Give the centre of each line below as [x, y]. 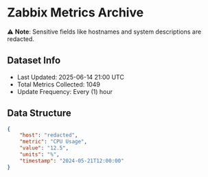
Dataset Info [34, 61]
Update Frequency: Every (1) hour [65, 91]
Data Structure [39, 114]
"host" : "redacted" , [49, 135]
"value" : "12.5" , [44, 148]
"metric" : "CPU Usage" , [54, 142]
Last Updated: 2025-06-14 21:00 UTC [71, 77]
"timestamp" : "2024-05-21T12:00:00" [72, 161]
